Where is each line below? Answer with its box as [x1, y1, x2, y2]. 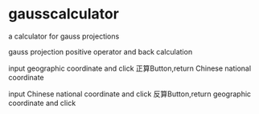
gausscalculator [8, 5, 119, 23]
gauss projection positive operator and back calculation [8, 47, 193, 56]
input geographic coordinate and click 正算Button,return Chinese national [8, 63, 252, 73]
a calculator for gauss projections [8, 31, 120, 41]
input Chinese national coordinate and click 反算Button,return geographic [8, 89, 252, 99]
